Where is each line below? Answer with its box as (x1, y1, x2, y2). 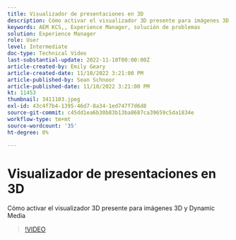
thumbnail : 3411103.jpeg (7, 96, 81, 103)
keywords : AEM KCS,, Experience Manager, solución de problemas (7, 23, 201, 30)
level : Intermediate (7, 43, 69, 50)
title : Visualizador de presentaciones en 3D (7, 10, 143, 18)
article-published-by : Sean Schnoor (7, 76, 115, 84)
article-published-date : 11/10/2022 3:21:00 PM (7, 83, 151, 90)
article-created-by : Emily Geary (7, 63, 106, 70)
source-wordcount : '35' (7, 122, 78, 130)
